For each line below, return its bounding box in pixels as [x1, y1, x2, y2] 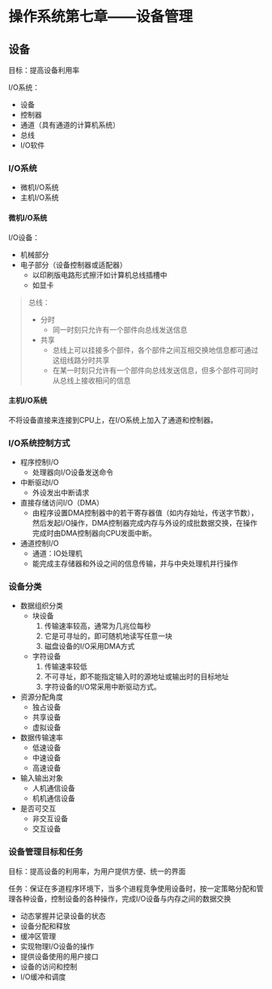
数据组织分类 [19, 601, 63, 611]
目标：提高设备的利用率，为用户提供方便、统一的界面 [8, 866, 186, 876]
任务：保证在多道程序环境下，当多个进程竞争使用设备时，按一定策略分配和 [8, 884, 257, 893]
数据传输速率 [19, 733, 63, 742]
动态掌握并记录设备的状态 [19, 910, 106, 921]
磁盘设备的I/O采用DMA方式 [44, 642, 135, 651]
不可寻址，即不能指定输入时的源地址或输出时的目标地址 [44, 672, 229, 682]
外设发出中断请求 [32, 488, 90, 497]
